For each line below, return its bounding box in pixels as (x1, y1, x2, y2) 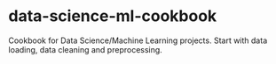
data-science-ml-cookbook (8, 6, 217, 26)
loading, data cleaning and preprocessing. (8, 44, 163, 54)
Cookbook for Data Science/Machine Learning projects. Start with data (8, 35, 268, 46)
